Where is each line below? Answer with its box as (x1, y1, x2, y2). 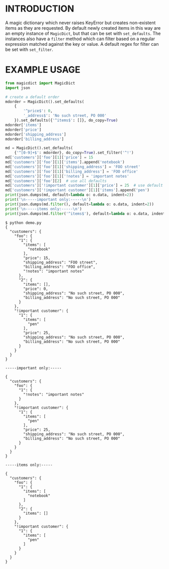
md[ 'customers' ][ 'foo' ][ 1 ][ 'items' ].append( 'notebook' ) (5, 159, 125, 165)
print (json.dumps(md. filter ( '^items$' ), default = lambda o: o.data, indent (5, 211, 165, 216)
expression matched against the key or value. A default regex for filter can (5, 41, 159, 47)
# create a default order (5, 94, 59, 100)
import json (5, 85, 30, 91)
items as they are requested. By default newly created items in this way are (5, 25, 161, 31)
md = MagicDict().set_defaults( (5, 145, 73, 151)
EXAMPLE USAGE (5, 64, 80, 75)
